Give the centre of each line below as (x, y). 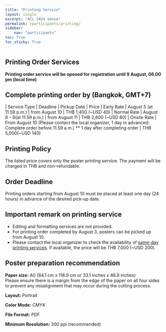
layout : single (21, 14)
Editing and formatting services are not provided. (62, 226)
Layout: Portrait (21, 295)
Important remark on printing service (64, 215)
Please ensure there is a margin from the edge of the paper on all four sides (83, 280)
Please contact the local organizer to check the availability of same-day (85, 242)
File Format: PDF (23, 314)
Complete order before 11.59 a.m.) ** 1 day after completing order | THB (78, 128)
